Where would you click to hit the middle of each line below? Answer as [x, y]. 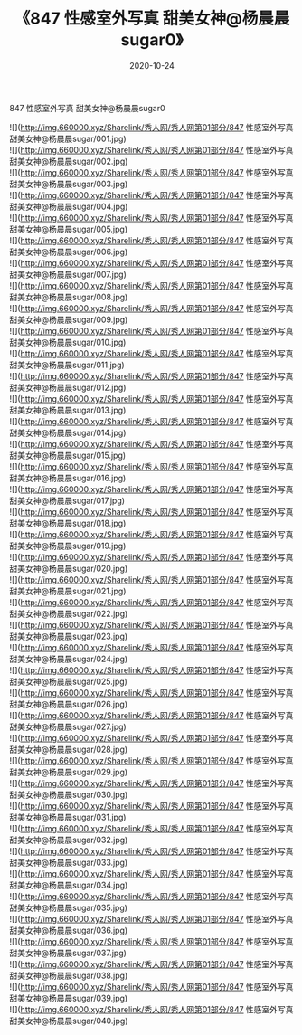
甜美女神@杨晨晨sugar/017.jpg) [67, 500]
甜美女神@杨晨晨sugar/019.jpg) [68, 546]
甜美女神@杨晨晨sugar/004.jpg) [69, 206]
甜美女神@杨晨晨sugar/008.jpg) [69, 297]
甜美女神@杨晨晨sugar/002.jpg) [69, 161]
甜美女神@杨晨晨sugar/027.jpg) [68, 726]
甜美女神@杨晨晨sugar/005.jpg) [69, 229]
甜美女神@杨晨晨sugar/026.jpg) [69, 704]
